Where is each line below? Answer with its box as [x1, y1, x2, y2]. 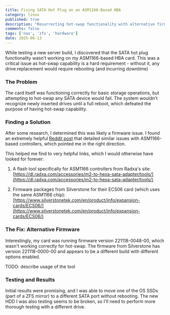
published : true [5, 17, 39, 22]
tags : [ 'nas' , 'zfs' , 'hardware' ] [5, 31, 78, 36]
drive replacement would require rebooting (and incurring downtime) [5, 65, 148, 71]
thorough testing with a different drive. [5, 304, 86, 310]
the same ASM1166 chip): [12, 192, 66, 198]
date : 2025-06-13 [5, 36, 42, 41]
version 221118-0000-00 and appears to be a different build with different [5, 248, 158, 254]
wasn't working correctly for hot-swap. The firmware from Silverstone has [5, 243, 160, 249]
